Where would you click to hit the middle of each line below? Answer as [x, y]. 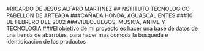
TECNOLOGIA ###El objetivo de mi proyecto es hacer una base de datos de [102, 28]
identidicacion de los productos [46, 41]
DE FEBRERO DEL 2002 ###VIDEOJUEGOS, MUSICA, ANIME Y [86, 22]
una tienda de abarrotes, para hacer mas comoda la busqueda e [87, 35]
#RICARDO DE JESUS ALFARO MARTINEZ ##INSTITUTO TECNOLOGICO [98, 9]
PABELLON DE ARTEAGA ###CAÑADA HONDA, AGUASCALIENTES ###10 [100, 15]
